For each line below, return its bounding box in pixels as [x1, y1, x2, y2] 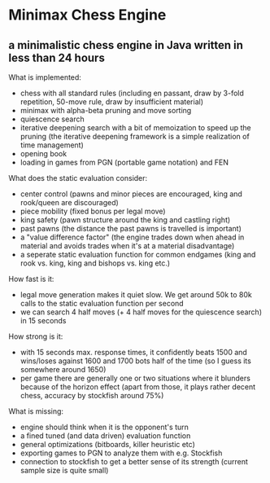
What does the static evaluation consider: [8, 173, 148, 182]
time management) [20, 140, 84, 150]
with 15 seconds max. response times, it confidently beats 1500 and [20, 348, 248, 357]
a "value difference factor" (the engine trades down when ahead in [20, 232, 245, 242]
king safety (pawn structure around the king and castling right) [20, 215, 231, 225]
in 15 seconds [20, 316, 67, 325]
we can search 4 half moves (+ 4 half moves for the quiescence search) [20, 307, 263, 317]
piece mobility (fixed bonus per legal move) [20, 206, 166, 216]
